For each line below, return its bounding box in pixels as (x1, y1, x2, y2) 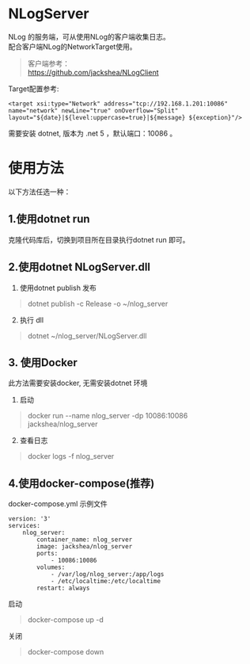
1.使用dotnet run (8, 212, 90, 226)
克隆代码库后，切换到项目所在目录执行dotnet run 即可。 (8, 235, 190, 244)
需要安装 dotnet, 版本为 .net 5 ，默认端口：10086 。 (8, 128, 177, 138)
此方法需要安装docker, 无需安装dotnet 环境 (8, 378, 148, 388)
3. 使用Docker (8, 356, 78, 369)
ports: (36, 550, 59, 558)
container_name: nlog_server (36, 536, 133, 544)
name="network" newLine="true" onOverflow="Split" (8, 106, 179, 115)
